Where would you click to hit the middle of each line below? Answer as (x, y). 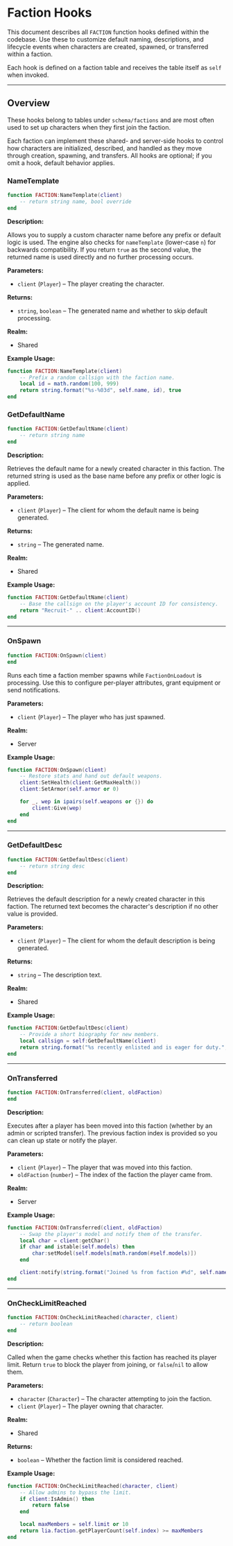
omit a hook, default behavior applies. (61, 163)
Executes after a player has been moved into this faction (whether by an (110, 1126)
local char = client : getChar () (65, 1240)
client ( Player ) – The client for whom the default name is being (108, 510)
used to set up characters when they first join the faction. (89, 127)
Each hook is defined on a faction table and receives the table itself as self (114, 67)
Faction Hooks (50, 13)
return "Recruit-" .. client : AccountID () (80, 610)
